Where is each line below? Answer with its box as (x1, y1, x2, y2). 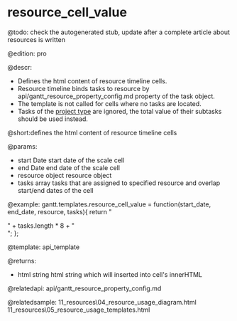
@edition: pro (7, 49, 48, 58)
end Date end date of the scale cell (17, 163, 121, 172)
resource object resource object (17, 171, 112, 179)
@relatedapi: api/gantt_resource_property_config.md (7, 284, 162, 293)
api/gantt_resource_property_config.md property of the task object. (17, 92, 215, 100)
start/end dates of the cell (17, 186, 94, 194)
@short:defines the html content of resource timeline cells (7, 128, 177, 137)
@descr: (7, 63, 32, 71)
